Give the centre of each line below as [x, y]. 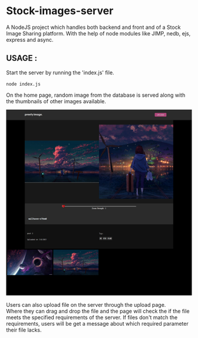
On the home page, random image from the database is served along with [96, 95]
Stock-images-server [60, 11]
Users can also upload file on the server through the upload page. [86, 304]
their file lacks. [24, 330]
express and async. [30, 40]
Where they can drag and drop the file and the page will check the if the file [98, 311]
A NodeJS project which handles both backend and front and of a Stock [93, 27]
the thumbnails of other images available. [56, 101]
